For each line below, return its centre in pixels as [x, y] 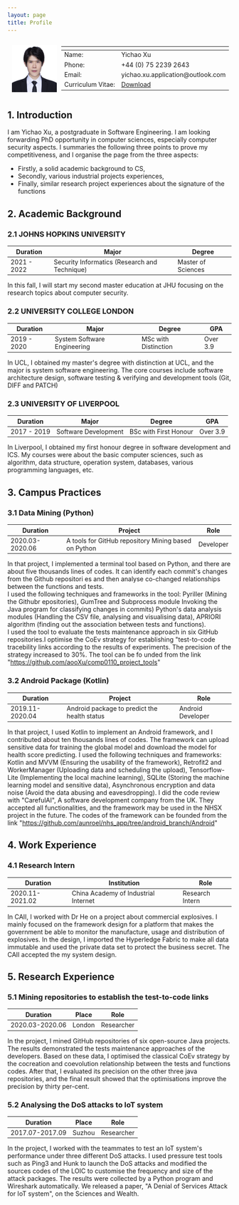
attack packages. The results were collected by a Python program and [110, 1179]
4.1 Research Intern [41, 865]
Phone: [74, 65]
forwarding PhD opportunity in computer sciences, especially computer [112, 140]
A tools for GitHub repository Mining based [129, 541]
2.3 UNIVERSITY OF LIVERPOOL [63, 404]
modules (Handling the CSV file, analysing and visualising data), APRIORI [114, 617]
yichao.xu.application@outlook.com [174, 74]
